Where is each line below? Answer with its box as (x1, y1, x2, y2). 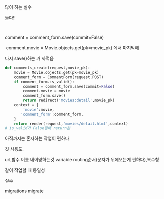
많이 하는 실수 (5, 4, 32, 10)
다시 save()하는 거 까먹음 (5, 55, 54, 61)
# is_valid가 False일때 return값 (5, 126, 71, 131)
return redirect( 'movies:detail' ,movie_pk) (23, 98, 115, 103)
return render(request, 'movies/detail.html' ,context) (14, 121, 128, 126)
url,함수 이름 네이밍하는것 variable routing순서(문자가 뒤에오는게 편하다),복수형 (5, 157, 159, 163)
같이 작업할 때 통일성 (5, 167, 45, 173)
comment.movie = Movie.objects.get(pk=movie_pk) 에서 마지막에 (6, 45, 139, 51)
